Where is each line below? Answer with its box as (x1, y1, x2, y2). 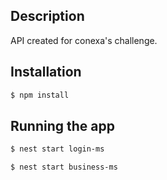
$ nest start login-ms (10, 144, 105, 154)
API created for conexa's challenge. (10, 34, 158, 46)
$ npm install (10, 90, 70, 100)
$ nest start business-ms (10, 162, 118, 173)
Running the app (10, 117, 115, 134)
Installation (10, 64, 82, 81)
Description (10, 8, 85, 25)
